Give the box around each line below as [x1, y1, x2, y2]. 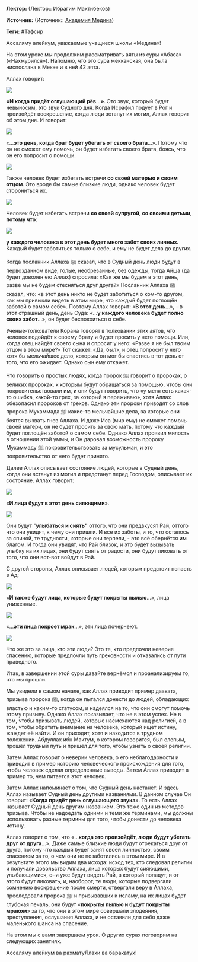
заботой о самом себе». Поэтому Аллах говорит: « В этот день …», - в [6, 303, 183, 310]
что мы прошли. [6, 676, 47, 683]
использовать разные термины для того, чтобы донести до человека [6, 816, 182, 823]
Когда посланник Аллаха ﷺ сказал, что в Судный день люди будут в [6, 258, 181, 265]
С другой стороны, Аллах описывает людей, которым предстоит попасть [6, 565, 193, 572]
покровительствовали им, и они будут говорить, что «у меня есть [6, 387, 174, 394]
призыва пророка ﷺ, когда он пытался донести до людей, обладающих [6, 696, 189, 702]
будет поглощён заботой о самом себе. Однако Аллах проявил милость [6, 429, 190, 437]
